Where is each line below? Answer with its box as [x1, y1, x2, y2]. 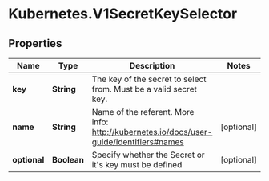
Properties [8, 37, 62, 50]
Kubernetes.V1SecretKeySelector [8, 5, 238, 23]
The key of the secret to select [91, 73, 207, 85]
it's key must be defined [91, 159, 183, 170]
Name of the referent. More [91, 107, 195, 117]
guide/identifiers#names [91, 136, 184, 148]
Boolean [51, 155, 84, 165]
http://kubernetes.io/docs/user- [91, 127, 213, 137]
